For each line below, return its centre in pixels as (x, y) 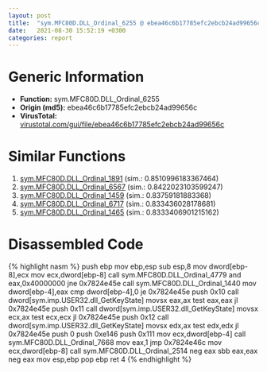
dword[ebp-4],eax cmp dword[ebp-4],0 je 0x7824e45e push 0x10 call (124, 292)
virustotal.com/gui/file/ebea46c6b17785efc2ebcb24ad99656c (122, 125)
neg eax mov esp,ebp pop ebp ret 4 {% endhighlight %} (100, 359)
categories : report (41, 38)
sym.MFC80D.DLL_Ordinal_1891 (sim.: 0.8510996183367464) (119, 179)
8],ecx (19, 275)
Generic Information (76, 77)
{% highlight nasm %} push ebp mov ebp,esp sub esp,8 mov (108, 266)
